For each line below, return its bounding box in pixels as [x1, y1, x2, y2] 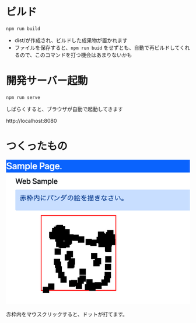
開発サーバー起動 [6, 74, 88, 88]
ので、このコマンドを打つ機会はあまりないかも [19, 51, 132, 59]
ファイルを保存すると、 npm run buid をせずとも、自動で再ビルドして [14, 44, 180, 51]
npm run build [6, 26, 41, 32]
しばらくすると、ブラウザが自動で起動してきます [6, 105, 124, 112]
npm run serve [6, 94, 41, 100]
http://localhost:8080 [6, 117, 57, 124]
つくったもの [6, 140, 68, 153]
